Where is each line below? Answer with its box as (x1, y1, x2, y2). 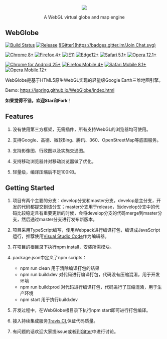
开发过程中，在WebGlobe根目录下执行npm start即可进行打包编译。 (12, 307, 151, 313)
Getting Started (5, 184, 55, 193)
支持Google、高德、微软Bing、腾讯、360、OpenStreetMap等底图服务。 (12, 137, 161, 143)
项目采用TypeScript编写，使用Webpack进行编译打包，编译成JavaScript (12, 227, 160, 233)
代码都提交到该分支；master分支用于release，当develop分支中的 (21, 204, 155, 210)
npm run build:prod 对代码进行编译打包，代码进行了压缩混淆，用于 (20, 284, 158, 290)
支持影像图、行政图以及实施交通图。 (12, 147, 88, 153)
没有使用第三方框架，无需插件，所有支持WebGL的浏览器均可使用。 (12, 126, 151, 132)
